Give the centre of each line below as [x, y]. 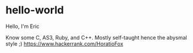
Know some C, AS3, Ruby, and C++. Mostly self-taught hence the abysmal [96, 37]
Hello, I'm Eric [22, 26]
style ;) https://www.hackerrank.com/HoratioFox [65, 44]
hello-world [35, 10]
